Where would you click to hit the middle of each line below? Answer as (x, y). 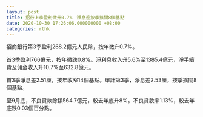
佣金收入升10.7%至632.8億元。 (55, 67)
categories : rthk (28, 29)
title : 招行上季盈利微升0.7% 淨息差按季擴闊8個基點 (65, 18)
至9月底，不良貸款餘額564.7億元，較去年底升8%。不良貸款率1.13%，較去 (98, 101)
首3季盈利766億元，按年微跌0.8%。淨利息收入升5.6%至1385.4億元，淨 (95, 60)
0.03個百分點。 (36, 108)
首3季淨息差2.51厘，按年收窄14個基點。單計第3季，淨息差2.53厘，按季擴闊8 (101, 80)
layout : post (23, 12)
